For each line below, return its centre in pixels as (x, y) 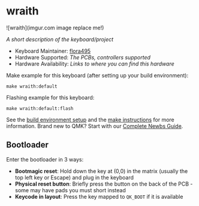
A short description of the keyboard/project (60, 39)
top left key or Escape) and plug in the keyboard (74, 177)
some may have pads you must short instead (70, 190)
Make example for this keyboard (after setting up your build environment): (97, 75)
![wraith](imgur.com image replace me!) (55, 28)
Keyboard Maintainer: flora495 (53, 51)
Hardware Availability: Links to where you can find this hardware (95, 64)
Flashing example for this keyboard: (50, 97)
